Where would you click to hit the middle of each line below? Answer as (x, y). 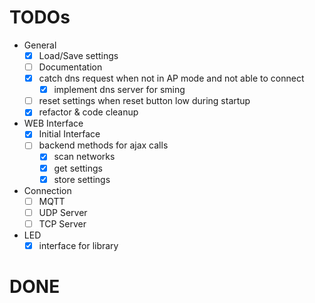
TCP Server (62, 223)
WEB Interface (53, 123)
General (40, 45)
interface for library (78, 245)
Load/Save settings (78, 55)
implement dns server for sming (119, 90)
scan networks (84, 157)
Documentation (70, 67)
